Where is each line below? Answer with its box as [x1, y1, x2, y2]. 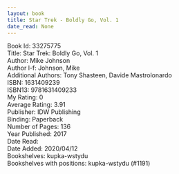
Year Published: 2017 [7, 130, 67, 138]
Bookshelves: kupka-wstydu [7, 152, 88, 160]
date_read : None [7, 23, 54, 30]
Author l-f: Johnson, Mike [7, 64, 80, 72]
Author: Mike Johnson [7, 57, 70, 65]
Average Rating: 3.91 [7, 101, 66, 109]
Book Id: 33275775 [7, 42, 62, 50]
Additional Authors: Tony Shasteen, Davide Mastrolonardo [7, 71, 173, 79]
